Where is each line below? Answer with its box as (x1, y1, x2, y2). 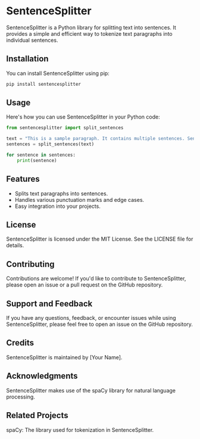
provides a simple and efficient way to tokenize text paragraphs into (6, 30, 173, 37)
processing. (6, 393, 36, 400)
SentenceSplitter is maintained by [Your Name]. (6, 353, 123, 361)
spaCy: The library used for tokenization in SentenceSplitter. (6, 426, 154, 433)
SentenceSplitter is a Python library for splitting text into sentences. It (6, 24, 177, 31)
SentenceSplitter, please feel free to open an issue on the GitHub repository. (6, 320, 193, 328)
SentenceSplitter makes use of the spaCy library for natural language (6, 387, 176, 394)
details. (6, 242, 24, 249)
